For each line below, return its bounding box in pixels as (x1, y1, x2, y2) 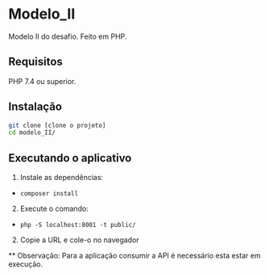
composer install (19, 190, 79, 198)
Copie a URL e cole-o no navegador (19, 235, 139, 245)
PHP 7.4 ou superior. (8, 76, 77, 86)
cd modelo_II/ (8, 128, 56, 137)
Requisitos (8, 55, 63, 69)
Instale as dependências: (19, 173, 103, 183)
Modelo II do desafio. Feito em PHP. (8, 31, 127, 41)
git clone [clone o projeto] (8, 121, 106, 129)
